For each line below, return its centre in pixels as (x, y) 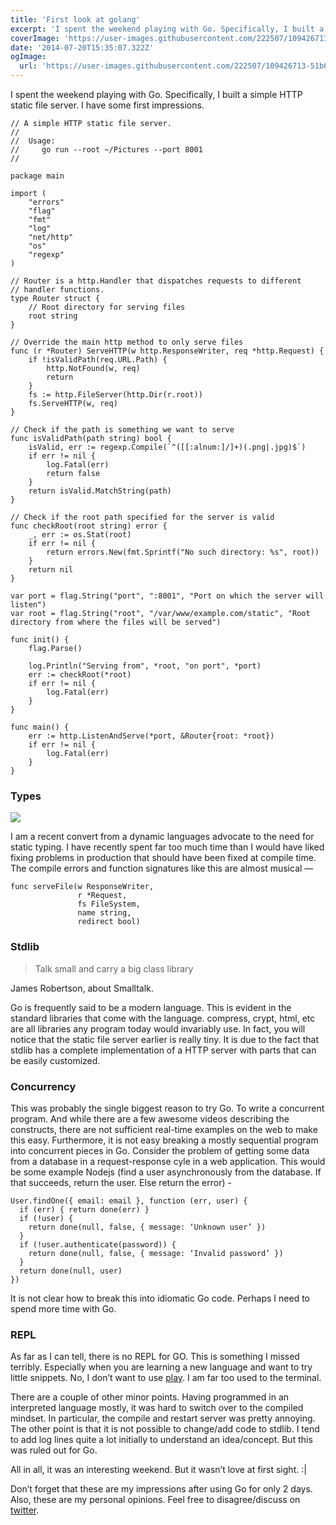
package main (37, 176)
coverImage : (35, 38)
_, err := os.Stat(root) (80, 535)
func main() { (40, 727)
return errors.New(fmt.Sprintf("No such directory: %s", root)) (183, 552)
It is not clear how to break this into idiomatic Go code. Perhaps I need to (160, 1298)
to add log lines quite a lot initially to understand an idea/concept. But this (161, 1440)
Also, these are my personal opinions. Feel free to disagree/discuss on (155, 1500)
